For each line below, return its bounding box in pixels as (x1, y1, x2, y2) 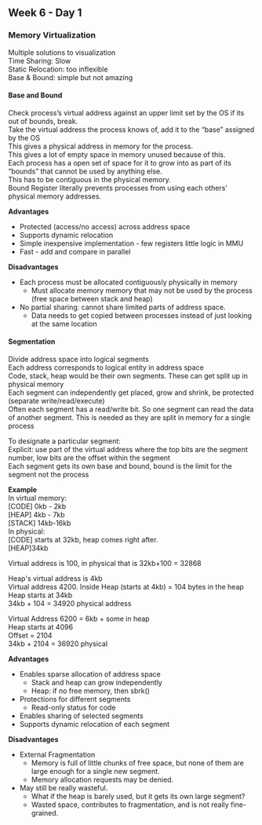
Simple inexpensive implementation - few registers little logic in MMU (19, 239, 244, 248)
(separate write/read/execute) (8, 396, 105, 406)
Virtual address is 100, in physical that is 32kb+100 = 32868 (8, 559, 202, 568)
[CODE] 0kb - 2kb (8, 502, 67, 511)
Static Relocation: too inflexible (8, 64, 108, 74)
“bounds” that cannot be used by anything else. (8, 166, 162, 176)
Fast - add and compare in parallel (19, 246, 131, 256)
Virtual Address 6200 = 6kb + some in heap (8, 614, 151, 623)
